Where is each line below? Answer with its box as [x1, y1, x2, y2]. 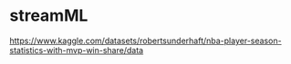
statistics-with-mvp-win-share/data [9, 44, 144, 55]
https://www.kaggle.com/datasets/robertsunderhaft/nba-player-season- [9, 35, 282, 46]
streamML [9, 5, 88, 26]
